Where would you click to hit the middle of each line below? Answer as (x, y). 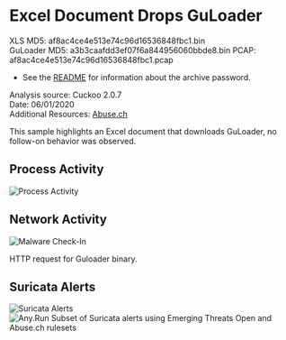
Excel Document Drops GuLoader (136, 16)
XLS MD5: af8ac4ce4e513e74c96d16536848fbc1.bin (107, 41)
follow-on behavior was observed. (73, 141)
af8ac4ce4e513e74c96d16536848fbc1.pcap (91, 60)
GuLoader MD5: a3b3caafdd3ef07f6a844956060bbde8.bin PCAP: (133, 50)
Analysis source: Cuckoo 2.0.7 (66, 95)
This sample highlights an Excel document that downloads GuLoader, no (143, 131)
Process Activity (57, 169)
